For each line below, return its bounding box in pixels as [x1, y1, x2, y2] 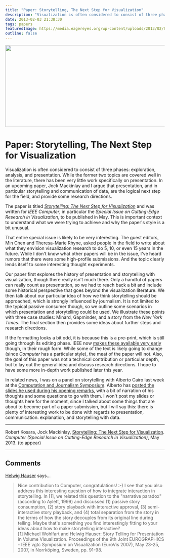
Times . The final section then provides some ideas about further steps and [5, 319, 161, 325]
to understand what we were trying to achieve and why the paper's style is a [5, 219, 165, 225]
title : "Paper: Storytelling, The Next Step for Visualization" [5, 7, 144, 13]
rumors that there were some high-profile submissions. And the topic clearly [5, 256, 164, 262]
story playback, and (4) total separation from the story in [40, 509, 159, 515]
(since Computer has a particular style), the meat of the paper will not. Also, [5, 351, 163, 357]
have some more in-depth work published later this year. [5, 367, 123, 373]
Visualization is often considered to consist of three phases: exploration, [5, 166, 156, 173]
